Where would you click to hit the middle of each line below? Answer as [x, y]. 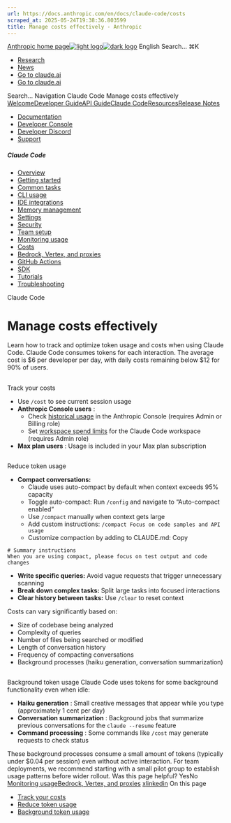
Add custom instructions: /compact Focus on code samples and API [124, 524]
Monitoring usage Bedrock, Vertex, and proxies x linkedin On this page [107, 784]
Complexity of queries [49, 632]
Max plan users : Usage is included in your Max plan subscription [112, 446]
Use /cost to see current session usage [74, 401]
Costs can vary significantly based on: [62, 611]
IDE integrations [40, 203]
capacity [40, 495]
